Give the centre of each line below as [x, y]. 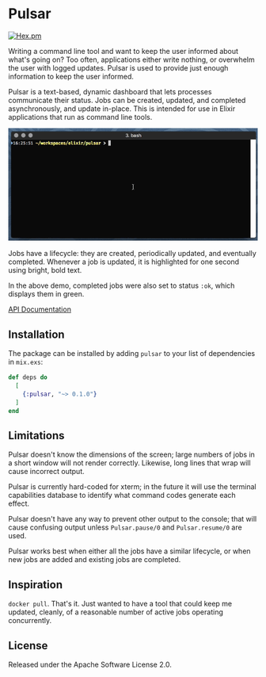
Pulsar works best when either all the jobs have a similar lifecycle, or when [129, 551]
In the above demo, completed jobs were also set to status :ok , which [122, 285]
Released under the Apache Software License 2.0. [90, 664]
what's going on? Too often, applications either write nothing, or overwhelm [131, 59]
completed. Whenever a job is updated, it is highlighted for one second [124, 262]
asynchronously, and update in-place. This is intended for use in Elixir [122, 109]
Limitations [36, 436]
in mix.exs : [26, 362]
